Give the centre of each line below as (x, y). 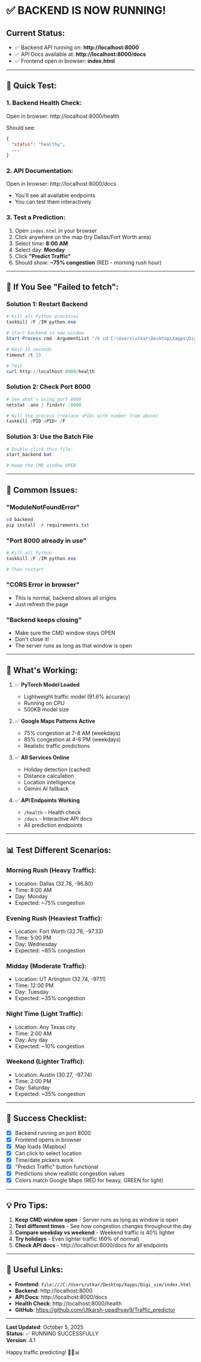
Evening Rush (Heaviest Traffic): (54, 918)
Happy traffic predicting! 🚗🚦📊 (43, 1352)
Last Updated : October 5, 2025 (45, 1327)
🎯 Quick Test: (31, 86)
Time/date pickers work (44, 1160)
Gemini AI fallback (46, 788)
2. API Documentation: (40, 171)
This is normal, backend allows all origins (66, 598)
